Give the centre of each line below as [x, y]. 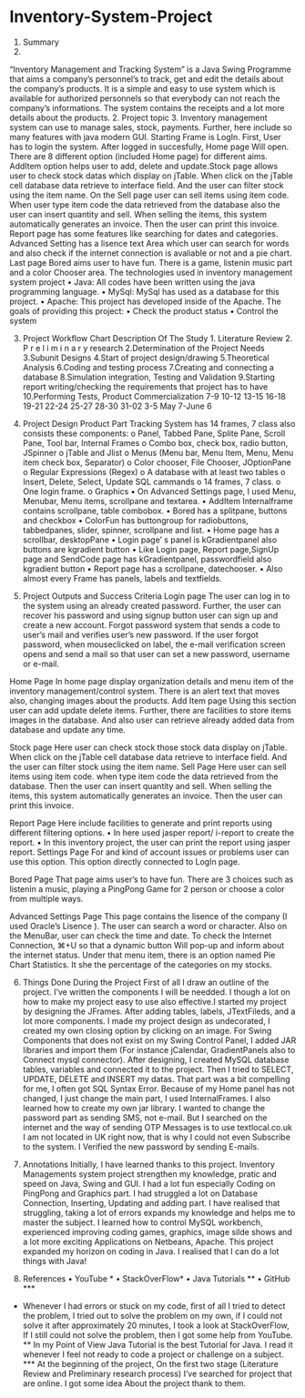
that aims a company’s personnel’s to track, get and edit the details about [147, 78]
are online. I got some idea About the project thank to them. [134, 1383]
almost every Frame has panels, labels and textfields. [122, 578]
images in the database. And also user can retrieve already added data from [152, 720]
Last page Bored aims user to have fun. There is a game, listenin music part [151, 262]
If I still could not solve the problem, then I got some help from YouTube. [158, 1334]
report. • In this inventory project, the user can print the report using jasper [150, 842]
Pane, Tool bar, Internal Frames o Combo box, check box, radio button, [155, 442]
